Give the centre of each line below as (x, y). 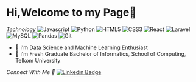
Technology (21, 29)
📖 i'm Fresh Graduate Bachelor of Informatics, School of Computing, (100, 53)
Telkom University (38, 60)
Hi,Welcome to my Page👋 (72, 12)
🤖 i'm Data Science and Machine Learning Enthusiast (81, 47)
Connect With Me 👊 (31, 72)
